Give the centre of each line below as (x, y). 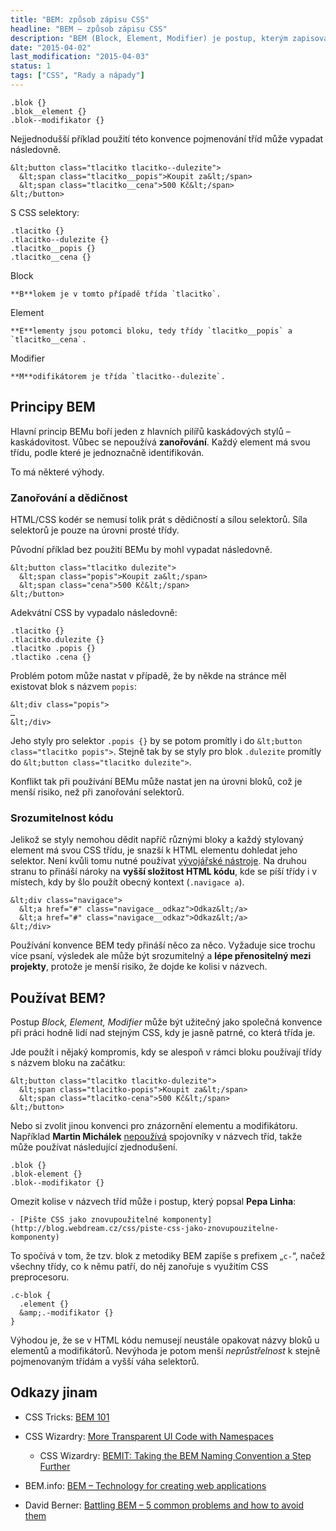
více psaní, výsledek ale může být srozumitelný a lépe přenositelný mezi (161, 956)
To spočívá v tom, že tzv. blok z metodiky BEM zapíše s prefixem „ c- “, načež (168, 1256)
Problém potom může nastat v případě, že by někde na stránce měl (148, 675)
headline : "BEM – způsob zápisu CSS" (89, 29)
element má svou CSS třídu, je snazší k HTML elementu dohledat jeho (154, 850)
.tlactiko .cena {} (51, 657)
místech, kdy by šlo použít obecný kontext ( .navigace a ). (127, 882)
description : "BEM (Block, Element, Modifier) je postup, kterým (149, 38)
